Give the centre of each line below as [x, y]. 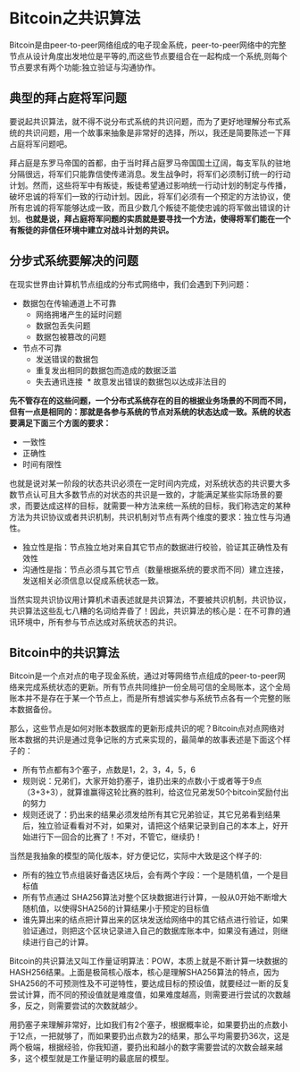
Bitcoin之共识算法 [75, 18]
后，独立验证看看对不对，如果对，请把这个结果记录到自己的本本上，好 [151, 826]
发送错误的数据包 [67, 359]
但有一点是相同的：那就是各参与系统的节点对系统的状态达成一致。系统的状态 [150, 412]
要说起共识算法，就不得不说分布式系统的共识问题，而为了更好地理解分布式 [146, 121]
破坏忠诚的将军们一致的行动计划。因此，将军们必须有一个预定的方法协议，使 [150, 196]
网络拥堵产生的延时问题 [79, 314]
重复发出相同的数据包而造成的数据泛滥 [106, 370]
